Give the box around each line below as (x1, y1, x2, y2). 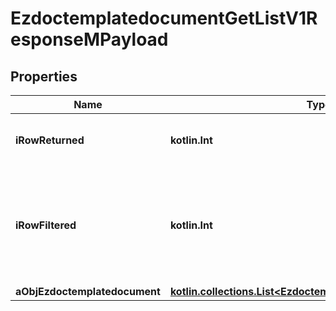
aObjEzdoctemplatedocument (15, 285, 161, 298)
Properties (10, 68, 78, 85)
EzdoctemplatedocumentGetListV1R (10, 7, 318, 30)
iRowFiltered (15, 218, 77, 232)
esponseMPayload (10, 28, 169, 51)
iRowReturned (15, 133, 85, 147)
